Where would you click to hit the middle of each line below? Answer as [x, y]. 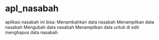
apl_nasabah [32, 9]
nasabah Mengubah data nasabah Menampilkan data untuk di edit [72, 27]
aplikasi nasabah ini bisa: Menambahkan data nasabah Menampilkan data [79, 22]
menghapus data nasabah [32, 32]
